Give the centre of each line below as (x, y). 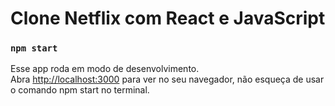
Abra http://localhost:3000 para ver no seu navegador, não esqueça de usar (167, 79)
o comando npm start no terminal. (80, 90)
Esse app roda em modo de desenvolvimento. (105, 69)
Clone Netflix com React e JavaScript (168, 18)
